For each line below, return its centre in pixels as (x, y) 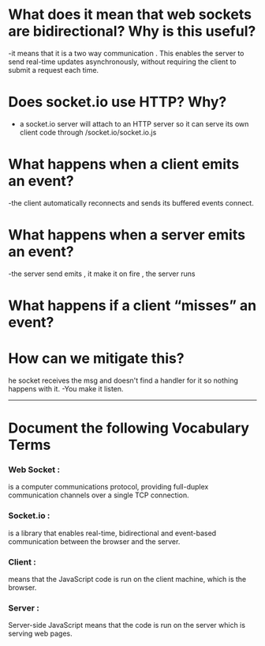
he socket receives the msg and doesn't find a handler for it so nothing (123, 380)
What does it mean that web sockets (130, 15)
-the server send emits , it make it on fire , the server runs (102, 274)
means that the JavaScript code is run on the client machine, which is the (127, 579)
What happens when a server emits (127, 235)
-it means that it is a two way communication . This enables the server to (126, 53)
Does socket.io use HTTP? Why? (118, 102)
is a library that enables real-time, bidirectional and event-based (112, 533)
